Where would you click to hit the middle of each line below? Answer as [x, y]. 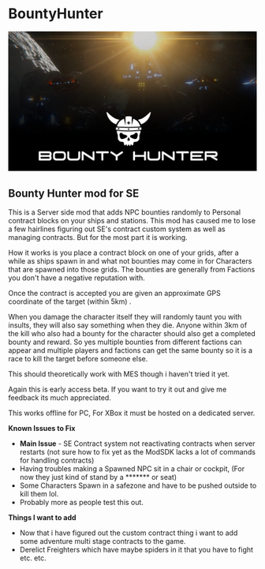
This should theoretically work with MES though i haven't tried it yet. [119, 374]
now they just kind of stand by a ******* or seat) [98, 477]
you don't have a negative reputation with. [77, 278]
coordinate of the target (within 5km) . [70, 301]
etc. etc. [33, 558]
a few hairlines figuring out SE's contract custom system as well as [117, 229]
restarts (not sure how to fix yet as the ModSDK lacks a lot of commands [138, 452]
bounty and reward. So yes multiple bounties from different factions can [125, 342]
